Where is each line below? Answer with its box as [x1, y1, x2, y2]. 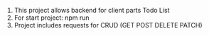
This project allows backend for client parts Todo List [14, 6, 170, 14]
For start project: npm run [14, 13, 90, 22]
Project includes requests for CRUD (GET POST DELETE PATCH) [14, 21, 203, 29]
